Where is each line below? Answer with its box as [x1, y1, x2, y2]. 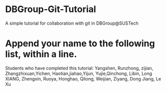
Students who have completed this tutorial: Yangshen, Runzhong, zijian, [5, 65, 153, 71]
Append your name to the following [5, 38, 155, 49]
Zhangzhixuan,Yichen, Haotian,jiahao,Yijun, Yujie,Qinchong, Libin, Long [5, 70, 152, 76]
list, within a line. [5, 49, 77, 60]
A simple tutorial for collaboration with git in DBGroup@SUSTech [5, 20, 139, 26]
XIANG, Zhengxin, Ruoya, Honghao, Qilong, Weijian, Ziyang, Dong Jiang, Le [5, 75, 161, 81]
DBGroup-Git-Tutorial [5, 4, 96, 15]
